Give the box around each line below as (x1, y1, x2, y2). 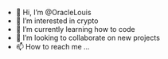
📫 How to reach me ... (15, 42, 90, 51)
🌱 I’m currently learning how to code (15, 25, 135, 33)
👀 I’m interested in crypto (15, 16, 99, 26)
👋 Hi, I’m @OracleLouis (15, 8, 92, 17)
